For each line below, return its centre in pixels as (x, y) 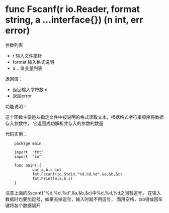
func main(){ (28, 165)
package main (28, 143)
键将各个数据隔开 (23, 205)
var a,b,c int (47, 170)
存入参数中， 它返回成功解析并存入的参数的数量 (54, 123)
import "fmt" (29, 152)
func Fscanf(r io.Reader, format (72, 9)
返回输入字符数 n (30, 89)
